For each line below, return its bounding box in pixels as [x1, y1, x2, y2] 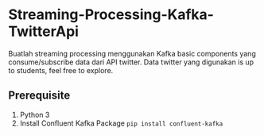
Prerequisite [8, 89, 71, 103]
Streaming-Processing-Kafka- [8, 6, 215, 24]
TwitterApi [8, 22, 80, 41]
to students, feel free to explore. [8, 65, 114, 75]
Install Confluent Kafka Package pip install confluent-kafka [19, 118, 223, 128]
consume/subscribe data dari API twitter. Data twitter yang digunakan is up [8, 57, 254, 67]
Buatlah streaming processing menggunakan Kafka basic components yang [8, 49, 256, 58]
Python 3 [19, 110, 50, 119]
